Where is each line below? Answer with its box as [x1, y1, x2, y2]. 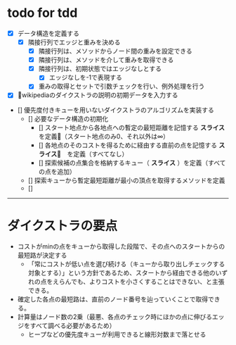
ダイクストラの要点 [7, 218, 118, 234]
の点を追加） [38, 168, 76, 176]
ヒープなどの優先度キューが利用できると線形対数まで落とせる [27, 330, 206, 339]
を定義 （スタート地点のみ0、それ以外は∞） [38, 132, 170, 141]
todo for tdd [7, 5, 78, 21]
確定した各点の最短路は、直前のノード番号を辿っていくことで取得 [17, 295, 209, 303]
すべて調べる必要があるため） [29, 322, 116, 330]
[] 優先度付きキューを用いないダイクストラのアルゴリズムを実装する [17, 106, 214, 114]
